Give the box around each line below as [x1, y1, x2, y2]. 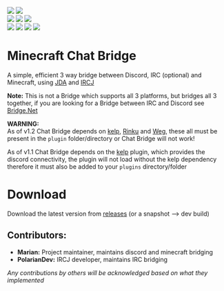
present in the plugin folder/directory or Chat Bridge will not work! [7, 134, 195, 142]
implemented [7, 276, 45, 284]
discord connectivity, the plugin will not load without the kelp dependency [7, 155, 217, 163]
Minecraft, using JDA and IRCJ [7, 78, 94, 86]
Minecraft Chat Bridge [7, 48, 136, 64]
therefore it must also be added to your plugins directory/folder [7, 162, 187, 171]
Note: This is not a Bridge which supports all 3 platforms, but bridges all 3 [7, 91, 217, 100]
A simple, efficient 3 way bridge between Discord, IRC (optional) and [7, 71, 202, 79]
